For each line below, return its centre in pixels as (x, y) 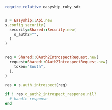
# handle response (29, 99)
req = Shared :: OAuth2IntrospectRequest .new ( (52, 57)
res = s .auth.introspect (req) (36, 85)
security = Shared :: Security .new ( (43, 30)
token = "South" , (30, 66)
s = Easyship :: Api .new (28, 20)
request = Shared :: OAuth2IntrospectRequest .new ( (58, 62)
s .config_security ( (25, 25)
